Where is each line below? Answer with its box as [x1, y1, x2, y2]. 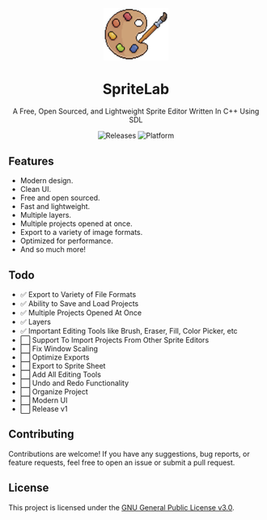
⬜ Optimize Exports [19, 352, 90, 362]
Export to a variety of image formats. [19, 228, 143, 237]
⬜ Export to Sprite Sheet [19, 360, 106, 370]
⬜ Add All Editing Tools [19, 369, 101, 379]
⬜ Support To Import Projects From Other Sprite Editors [19, 335, 210, 344]
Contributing [8, 428, 74, 441]
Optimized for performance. [19, 236, 113, 246]
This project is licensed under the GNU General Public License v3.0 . [8, 502, 235, 512]
